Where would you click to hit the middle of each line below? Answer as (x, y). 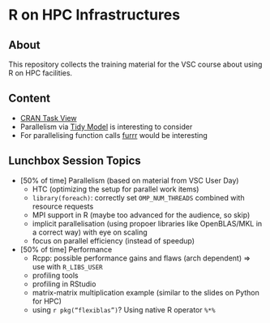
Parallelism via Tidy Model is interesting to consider (106, 127)
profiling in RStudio (64, 284)
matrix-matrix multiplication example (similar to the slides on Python (146, 292)
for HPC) (47, 301)
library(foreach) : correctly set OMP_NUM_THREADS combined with (138, 197)
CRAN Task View (48, 118)
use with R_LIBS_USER (67, 266)
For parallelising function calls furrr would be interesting (114, 135)
